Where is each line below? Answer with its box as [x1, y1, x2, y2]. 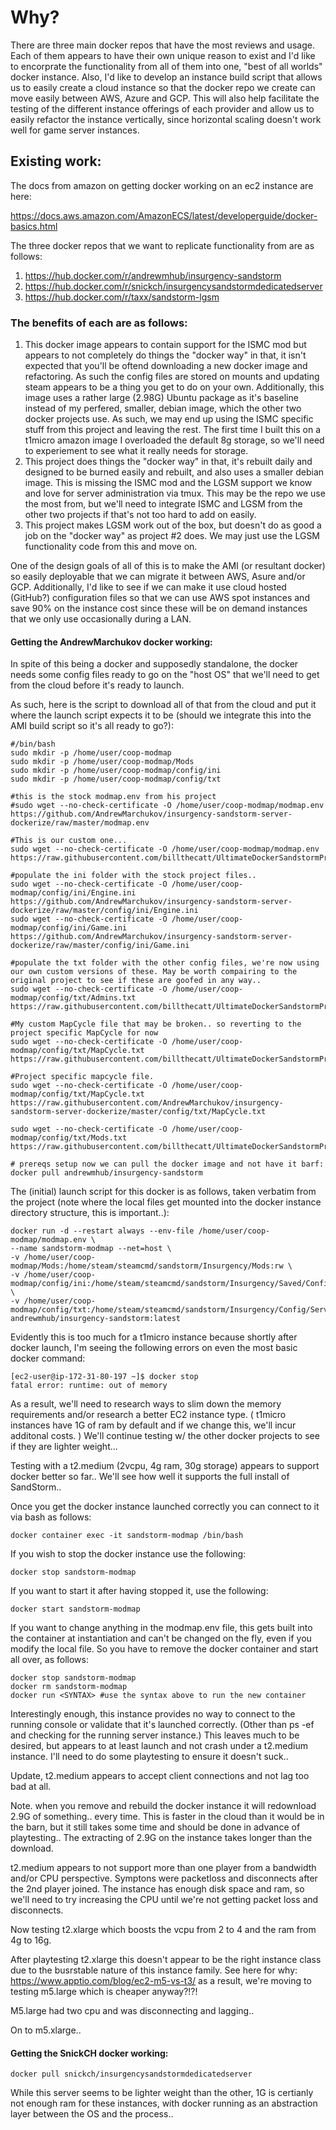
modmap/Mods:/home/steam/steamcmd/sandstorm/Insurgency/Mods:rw [10, 1261, 284, 1271]
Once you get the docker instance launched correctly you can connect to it [10, 1501, 320, 1513]
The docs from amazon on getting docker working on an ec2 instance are [10, 179, 314, 191]
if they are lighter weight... [10, 1441, 118, 1453]
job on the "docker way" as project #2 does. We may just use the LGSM [24, 530, 321, 542]
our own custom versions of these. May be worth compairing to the [10, 967, 298, 977]
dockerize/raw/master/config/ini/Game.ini [10, 941, 190, 951]
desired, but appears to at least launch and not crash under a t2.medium [10, 1740, 308, 1752]
